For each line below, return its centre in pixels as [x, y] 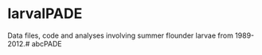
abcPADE [47, 43]
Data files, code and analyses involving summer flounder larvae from [121, 35]
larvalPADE [45, 14]
